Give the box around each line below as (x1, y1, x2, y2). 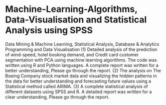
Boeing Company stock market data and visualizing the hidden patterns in (5, 73, 157, 79)
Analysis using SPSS (5, 25, 93, 36)
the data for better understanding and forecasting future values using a (5, 78, 151, 84)
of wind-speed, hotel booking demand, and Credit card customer (5, 51, 139, 58)
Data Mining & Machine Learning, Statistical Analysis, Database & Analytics (5, 41, 160, 47)
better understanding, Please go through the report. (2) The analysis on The (5, 67, 161, 73)
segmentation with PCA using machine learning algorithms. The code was (5, 57, 157, 63)
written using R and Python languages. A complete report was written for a (5, 62, 159, 68)
